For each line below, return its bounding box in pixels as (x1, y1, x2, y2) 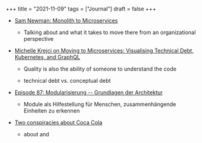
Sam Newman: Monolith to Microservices (14, 17, 118, 24)
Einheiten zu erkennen (23, 107, 80, 114)
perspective (23, 35, 54, 42)
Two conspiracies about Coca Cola (14, 119, 103, 126)
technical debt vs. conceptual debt (23, 77, 111, 84)
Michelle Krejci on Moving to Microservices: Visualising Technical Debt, (14, 47, 194, 54)
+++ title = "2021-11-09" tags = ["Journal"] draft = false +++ (5, 5, 156, 12)
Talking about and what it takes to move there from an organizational (23, 29, 196, 36)
